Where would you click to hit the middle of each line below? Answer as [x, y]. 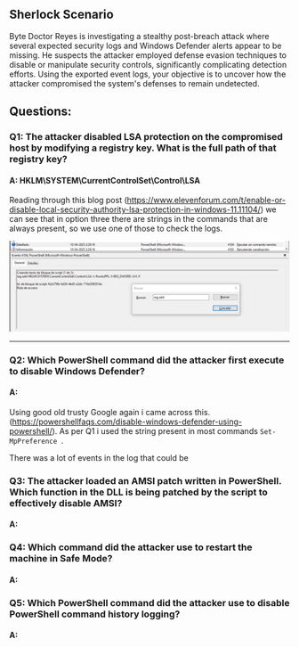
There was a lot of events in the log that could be [99, 457]
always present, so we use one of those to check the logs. [116, 229]
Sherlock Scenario [61, 15]
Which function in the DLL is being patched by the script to [139, 492]
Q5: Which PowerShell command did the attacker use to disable [149, 602]
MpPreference [33, 441]
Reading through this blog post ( [68, 201]
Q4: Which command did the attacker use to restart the [131, 547]
